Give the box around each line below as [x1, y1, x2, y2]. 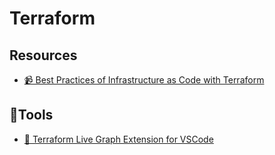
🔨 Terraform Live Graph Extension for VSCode [23, 133, 214, 145]
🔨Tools [9, 107, 54, 124]
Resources [9, 47, 78, 64]
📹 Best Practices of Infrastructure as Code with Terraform [23, 74, 265, 86]
